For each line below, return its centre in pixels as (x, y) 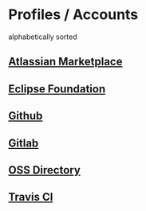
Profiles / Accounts (73, 15)
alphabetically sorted (43, 37)
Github (26, 116)
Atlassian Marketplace (65, 62)
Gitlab (24, 143)
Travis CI (31, 197)
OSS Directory (45, 170)
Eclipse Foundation (57, 89)
